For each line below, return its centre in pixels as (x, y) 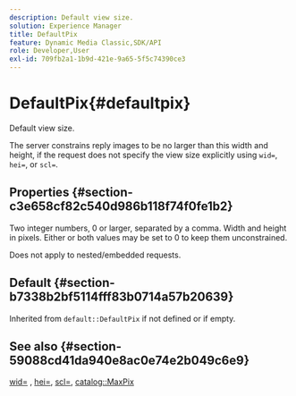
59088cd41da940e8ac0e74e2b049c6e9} (130, 360)
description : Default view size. (72, 17)
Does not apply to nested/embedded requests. (95, 255)
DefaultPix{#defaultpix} (100, 103)
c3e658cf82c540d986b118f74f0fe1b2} (121, 206)
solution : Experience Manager (66, 26)
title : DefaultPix (43, 34)
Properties (39, 193)
